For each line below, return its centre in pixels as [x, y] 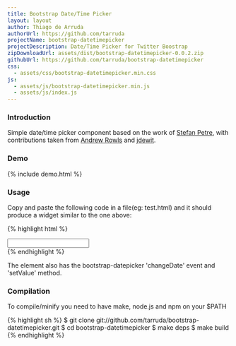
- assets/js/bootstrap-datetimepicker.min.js [82, 86]
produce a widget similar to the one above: [70, 215]
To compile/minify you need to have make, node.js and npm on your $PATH [117, 306]
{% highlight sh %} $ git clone [51, 320]
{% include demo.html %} [45, 174]
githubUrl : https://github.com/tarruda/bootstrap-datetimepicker [105, 60]
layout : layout [30, 20]
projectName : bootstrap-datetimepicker [66, 40]
